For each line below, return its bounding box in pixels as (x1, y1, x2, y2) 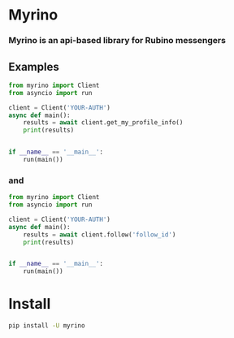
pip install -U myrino (8, 322, 85, 330)
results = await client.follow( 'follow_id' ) (23, 230, 176, 239)
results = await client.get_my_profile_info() (23, 119, 184, 127)
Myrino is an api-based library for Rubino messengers (8, 35, 226, 46)
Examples (8, 59, 59, 74)
